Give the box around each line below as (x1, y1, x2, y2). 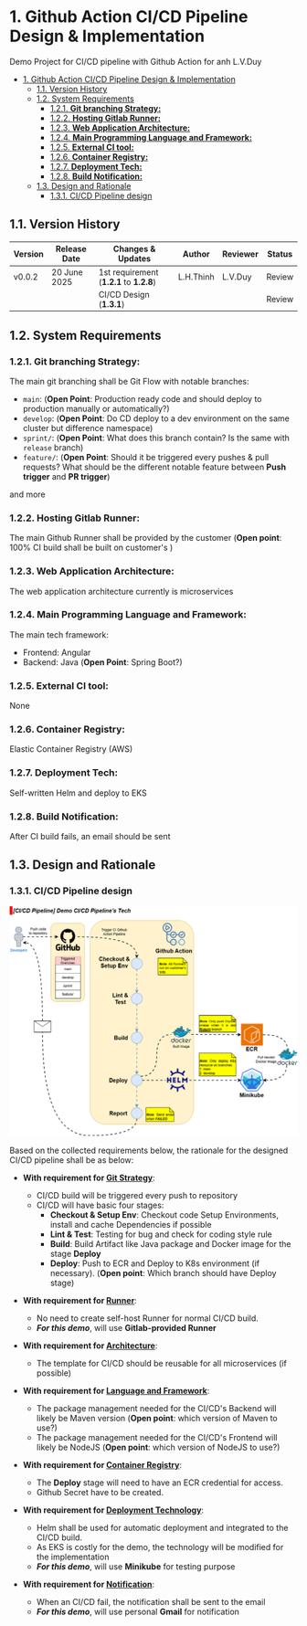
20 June (51, 267, 84, 278)
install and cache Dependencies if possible (49, 1219, 212, 1230)
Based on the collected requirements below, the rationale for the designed (9, 1145, 289, 1156)
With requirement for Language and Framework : (22, 1385, 210, 1396)
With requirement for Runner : (22, 1294, 137, 1305)
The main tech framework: (9, 628, 110, 640)
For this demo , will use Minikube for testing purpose (36, 1560, 236, 1572)
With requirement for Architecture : (22, 1340, 158, 1351)
